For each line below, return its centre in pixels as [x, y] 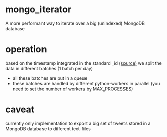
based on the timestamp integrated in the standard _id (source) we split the [83, 63]
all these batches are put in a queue [50, 78]
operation [26, 49]
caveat [20, 109]
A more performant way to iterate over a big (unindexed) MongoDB [75, 23]
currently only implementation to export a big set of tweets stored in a [78, 123]
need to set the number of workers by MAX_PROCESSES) [73, 89]
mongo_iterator [38, 9]
